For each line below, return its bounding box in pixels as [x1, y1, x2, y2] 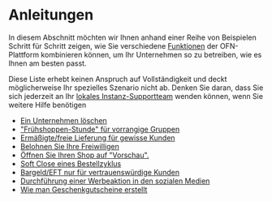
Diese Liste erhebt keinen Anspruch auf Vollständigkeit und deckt [8, 74, 227, 84]
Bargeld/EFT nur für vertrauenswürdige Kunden [19, 167, 180, 177]
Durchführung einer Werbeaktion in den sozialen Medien [19, 176, 210, 186]
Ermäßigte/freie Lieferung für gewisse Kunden [19, 132, 176, 143]
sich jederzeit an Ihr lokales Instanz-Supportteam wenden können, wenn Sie [8, 91, 264, 101]
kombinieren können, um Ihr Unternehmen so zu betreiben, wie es [40, 49, 262, 59]
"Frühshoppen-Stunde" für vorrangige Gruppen [19, 124, 180, 134]
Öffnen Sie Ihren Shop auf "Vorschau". [19, 150, 149, 160]
